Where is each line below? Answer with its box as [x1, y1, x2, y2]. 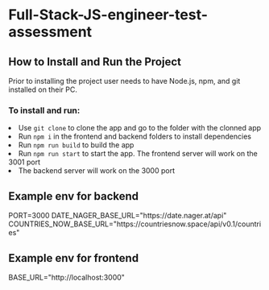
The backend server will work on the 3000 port [19, 166, 176, 176]
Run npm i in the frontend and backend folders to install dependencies [19, 131, 252, 142]
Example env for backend [8, 189, 139, 203]
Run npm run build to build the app [19, 140, 134, 150]
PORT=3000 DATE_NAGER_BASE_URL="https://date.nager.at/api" [8, 211, 227, 221]
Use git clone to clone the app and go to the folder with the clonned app [19, 123, 262, 133]
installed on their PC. [8, 85, 78, 94]
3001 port [8, 157, 40, 167]
